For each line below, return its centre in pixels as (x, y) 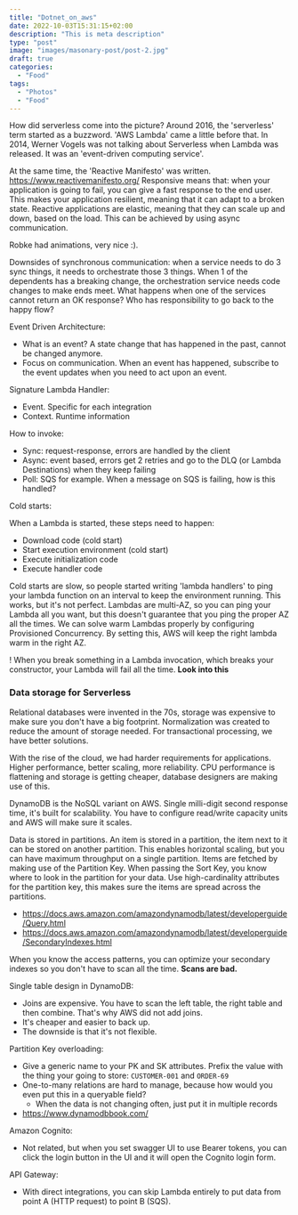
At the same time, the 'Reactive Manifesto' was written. (110, 171)
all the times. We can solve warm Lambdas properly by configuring (132, 624)
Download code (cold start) (72, 540)
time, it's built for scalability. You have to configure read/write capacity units (149, 813)
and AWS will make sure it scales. (71, 822)
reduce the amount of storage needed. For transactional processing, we (141, 731)
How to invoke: (36, 433)
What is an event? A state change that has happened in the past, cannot (154, 344)
